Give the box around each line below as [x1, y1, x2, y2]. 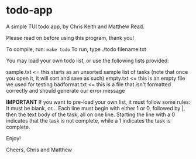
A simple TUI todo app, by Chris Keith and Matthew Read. [6, 23, 145, 30]
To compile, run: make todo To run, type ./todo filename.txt [6, 45, 146, 53]
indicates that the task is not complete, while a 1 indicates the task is [6, 117, 171, 124]
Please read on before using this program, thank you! [6, 34, 135, 41]
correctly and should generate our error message [6, 87, 125, 94]
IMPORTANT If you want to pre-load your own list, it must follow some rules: [6, 98, 191, 106]
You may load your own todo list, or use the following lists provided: [6, 57, 170, 64]
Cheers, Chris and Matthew [6, 146, 73, 153]
